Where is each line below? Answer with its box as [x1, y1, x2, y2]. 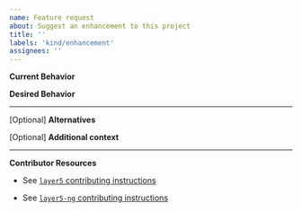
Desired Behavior [9, 89, 75, 100]
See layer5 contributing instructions [22, 175, 156, 186]
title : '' [9, 30, 47, 39]
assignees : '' [9, 47, 63, 56]
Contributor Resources [9, 158, 97, 169]
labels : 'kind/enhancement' [9, 38, 115, 48]
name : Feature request [9, 13, 94, 22]
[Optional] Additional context [9, 132, 120, 143]
